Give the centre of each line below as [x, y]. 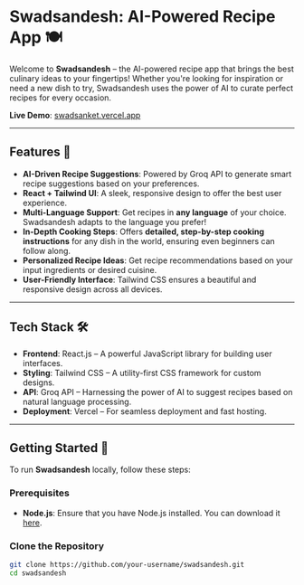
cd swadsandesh [38, 573]
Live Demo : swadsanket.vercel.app [75, 115]
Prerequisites [39, 493]
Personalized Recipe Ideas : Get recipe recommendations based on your [158, 260]
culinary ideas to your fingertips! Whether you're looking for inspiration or [147, 78]
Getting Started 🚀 [59, 448]
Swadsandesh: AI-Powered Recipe [142, 17]
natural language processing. [77, 401]
